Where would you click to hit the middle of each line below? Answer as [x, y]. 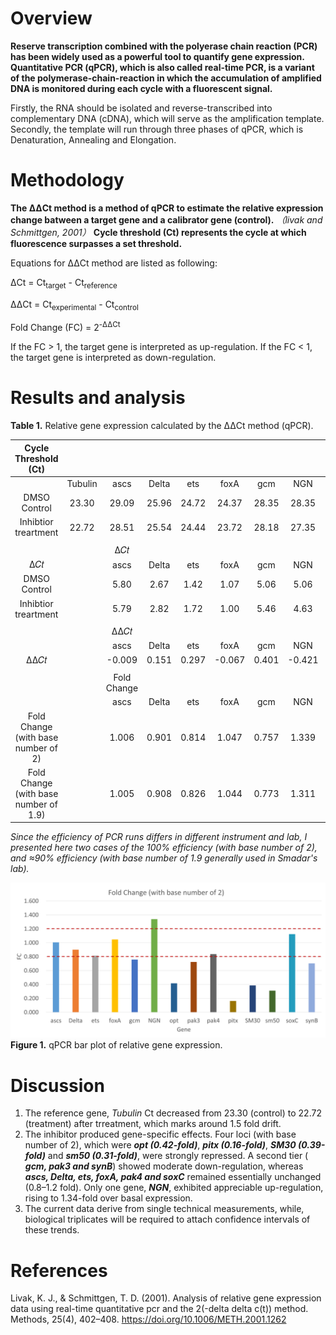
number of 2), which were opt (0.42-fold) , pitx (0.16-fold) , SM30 [160, 1145]
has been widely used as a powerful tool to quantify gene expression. [157, 56]
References [59, 1270]
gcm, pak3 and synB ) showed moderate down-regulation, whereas [164, 1166]
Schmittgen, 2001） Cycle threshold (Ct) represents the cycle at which [158, 232]
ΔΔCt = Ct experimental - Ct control [74, 305]
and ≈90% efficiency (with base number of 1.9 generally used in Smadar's [164, 858]
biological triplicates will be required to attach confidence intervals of [167, 1219]
